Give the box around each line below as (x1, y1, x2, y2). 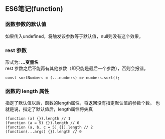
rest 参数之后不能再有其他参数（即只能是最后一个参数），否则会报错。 (5, 65, 149, 71)
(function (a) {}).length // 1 (5, 116, 71, 121)
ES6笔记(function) (5, 4, 64, 13)
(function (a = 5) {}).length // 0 (5, 121, 80, 126)
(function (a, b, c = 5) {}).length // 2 (5, 125, 93, 130)
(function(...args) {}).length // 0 (5, 129, 82, 135)
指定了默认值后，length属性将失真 (22, 106, 93, 112)
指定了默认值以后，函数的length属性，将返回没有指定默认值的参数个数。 (5, 100, 154, 106)
